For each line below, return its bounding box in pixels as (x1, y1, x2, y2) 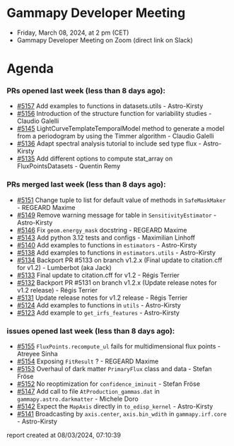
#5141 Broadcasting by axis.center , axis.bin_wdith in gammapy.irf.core (16, 410, 227, 418)
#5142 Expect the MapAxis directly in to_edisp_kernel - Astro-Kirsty (16, 402, 213, 411)
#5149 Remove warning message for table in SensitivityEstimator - (16, 211, 217, 219)
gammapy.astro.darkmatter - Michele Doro (16, 394, 139, 404)
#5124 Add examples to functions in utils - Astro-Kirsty (16, 300, 181, 309)
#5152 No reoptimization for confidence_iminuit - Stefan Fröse (16, 380, 201, 388)
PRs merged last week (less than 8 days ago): (6, 180, 166, 189)
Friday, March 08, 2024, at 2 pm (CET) (16, 28, 129, 37)
